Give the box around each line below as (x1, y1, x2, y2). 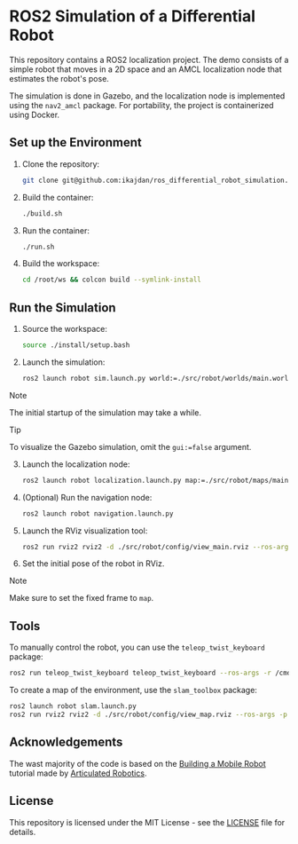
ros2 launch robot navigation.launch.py (21, 509, 174, 518)
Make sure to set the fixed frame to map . (9, 593, 154, 603)
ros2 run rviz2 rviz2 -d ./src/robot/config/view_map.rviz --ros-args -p (9, 710, 288, 719)
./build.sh (21, 209, 63, 218)
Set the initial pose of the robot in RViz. (21, 558, 165, 569)
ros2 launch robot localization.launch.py (21, 476, 182, 485)
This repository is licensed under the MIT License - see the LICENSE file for (9, 816, 286, 827)
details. (9, 826, 36, 837)
